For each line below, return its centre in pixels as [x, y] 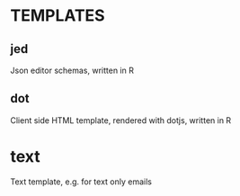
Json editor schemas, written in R [72, 70]
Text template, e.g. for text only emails [81, 182]
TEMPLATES [58, 16]
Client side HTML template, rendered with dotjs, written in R [121, 120]
